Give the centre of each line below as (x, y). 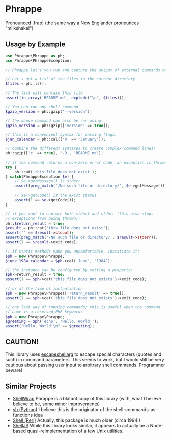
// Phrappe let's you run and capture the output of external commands (83, 70)
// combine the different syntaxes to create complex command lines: (81, 149)
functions (23, 415)
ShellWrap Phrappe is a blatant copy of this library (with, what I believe (87, 398)
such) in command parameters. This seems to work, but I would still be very (85, 359)
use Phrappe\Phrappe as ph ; (35, 56)
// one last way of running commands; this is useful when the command (83, 307)
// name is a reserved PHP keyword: (44, 312)
